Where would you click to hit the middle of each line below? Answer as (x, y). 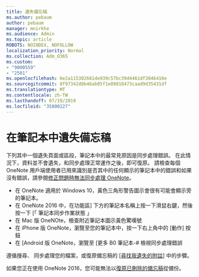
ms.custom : (20, 62)
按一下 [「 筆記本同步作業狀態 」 (53, 213)
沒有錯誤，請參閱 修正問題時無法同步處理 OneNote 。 (70, 178)
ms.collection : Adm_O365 (37, 56)
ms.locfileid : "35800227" (38, 106)
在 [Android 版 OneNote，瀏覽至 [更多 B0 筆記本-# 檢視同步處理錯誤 (99, 243)
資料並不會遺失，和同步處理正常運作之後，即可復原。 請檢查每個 (101, 163)
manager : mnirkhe (28, 28)
